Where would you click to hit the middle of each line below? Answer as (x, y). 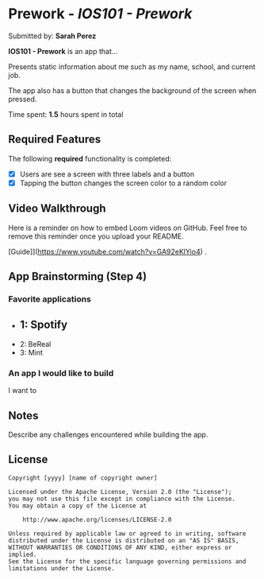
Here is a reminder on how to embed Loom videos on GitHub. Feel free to (128, 227)
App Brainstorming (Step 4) (78, 276)
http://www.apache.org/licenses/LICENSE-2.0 (97, 519)
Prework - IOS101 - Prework (100, 14)
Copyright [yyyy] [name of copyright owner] (83, 478)
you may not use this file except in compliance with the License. (122, 499)
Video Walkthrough (57, 209)
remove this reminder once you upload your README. (96, 236)
